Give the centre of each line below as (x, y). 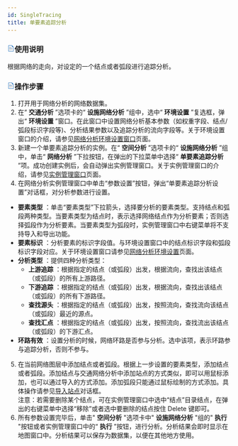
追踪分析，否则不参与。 (58, 349)
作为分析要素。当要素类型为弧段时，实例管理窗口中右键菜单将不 (130, 225)
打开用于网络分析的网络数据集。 (64, 104)
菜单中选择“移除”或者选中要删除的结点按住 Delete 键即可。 (128, 409)
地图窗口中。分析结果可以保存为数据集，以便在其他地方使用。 (108, 435)
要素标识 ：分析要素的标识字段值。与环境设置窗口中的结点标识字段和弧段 (124, 243)
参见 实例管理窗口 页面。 (70, 175)
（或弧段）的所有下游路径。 (69, 296)
